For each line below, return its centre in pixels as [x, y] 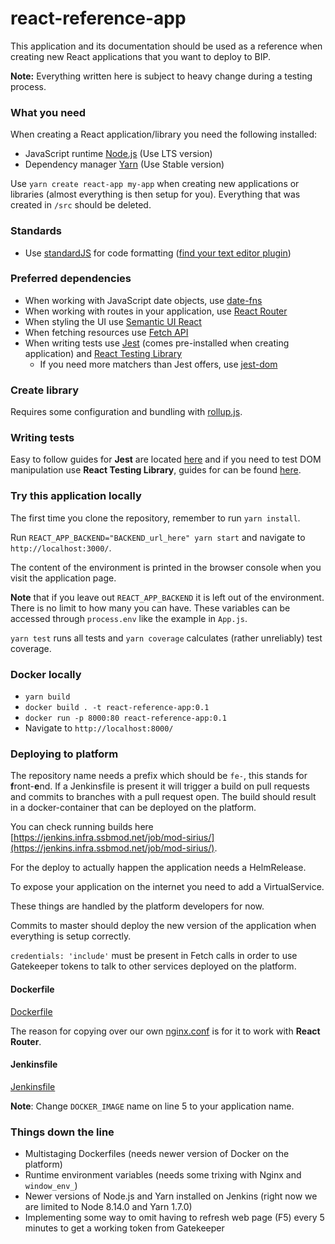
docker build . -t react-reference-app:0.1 [117, 708]
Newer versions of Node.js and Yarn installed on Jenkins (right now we [171, 1196]
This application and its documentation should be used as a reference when [166, 46]
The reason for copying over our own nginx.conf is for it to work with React [165, 1031]
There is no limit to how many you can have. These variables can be [150, 608]
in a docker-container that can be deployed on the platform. [133, 808]
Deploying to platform [64, 754]
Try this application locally [76, 496]
